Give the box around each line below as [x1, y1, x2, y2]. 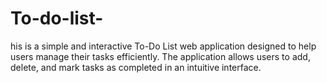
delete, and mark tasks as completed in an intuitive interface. [10, 61, 262, 73]
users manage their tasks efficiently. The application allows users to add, [10, 50, 311, 62]
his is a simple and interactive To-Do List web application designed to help [10, 40, 317, 52]
